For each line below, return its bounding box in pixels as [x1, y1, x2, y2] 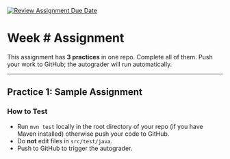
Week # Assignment [7, 31, 125, 46]
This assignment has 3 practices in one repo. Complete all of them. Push [7, 53, 214, 61]
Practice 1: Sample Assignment [7, 86, 142, 98]
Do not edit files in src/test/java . [16, 136, 113, 145]
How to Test [7, 106, 48, 116]
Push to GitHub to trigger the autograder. [16, 144, 133, 152]
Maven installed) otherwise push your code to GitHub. [16, 130, 170, 138]
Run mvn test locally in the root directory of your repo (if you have [16, 122, 203, 130]
